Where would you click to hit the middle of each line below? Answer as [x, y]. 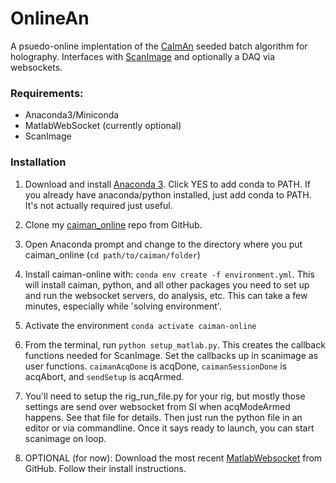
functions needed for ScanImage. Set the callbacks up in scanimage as [171, 355]
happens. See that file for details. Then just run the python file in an [163, 417]
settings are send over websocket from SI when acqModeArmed [157, 406]
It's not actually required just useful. [98, 205]
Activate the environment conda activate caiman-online [140, 325]
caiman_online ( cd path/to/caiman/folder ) [112, 254]
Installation [38, 162]
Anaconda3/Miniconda [72, 115]
